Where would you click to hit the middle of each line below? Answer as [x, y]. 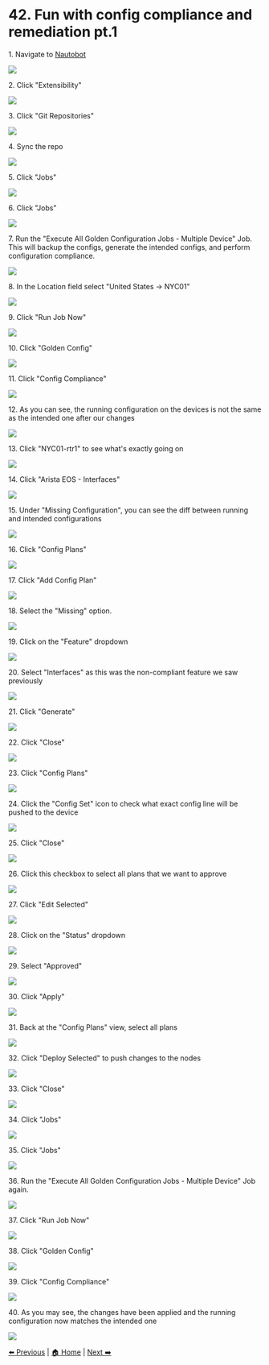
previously [26, 680]
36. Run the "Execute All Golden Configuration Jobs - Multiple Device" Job [132, 1180]
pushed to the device [43, 812]
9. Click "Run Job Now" [47, 317]
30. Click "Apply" [37, 996]
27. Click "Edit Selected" [49, 904]
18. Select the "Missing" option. [60, 611]
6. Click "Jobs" [33, 208]
